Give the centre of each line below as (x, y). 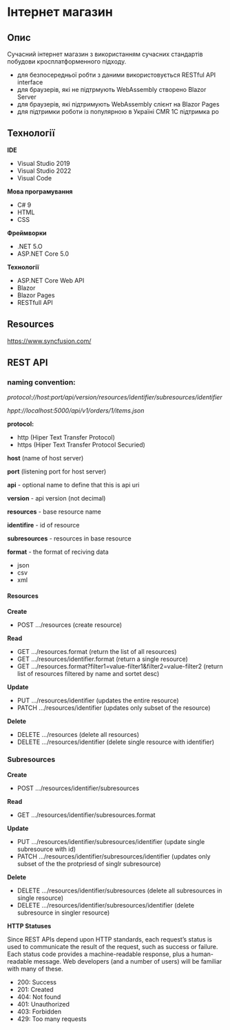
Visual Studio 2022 (44, 171)
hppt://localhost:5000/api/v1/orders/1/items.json (76, 411)
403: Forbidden (39, 1011)
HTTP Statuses (29, 926)
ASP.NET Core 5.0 (43, 254)
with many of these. (35, 968)
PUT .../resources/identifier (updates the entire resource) (98, 700)
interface (30, 82)
